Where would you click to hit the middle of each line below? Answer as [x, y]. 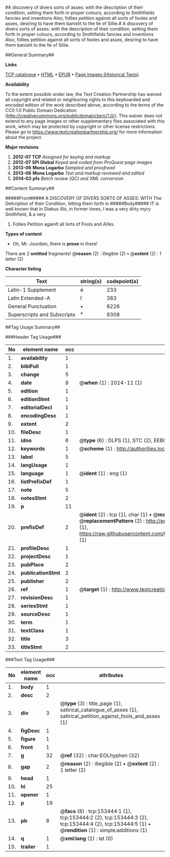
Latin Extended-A [29, 298]
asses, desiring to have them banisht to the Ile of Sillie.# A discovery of [79, 23]
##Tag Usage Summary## [33, 327]
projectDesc [36, 556]
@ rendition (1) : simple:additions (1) [104, 830]
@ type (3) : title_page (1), [91, 703]
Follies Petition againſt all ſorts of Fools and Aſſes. [63, 224]
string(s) [91, 281]
